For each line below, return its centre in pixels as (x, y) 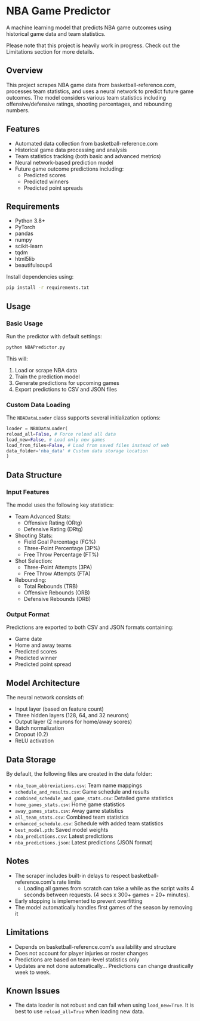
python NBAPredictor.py (36, 347)
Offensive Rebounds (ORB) (57, 593)
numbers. (18, 110)
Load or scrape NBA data (46, 370)
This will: (17, 359)
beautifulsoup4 (33, 265)
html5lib (24, 259)
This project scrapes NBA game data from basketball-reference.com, (91, 85)
